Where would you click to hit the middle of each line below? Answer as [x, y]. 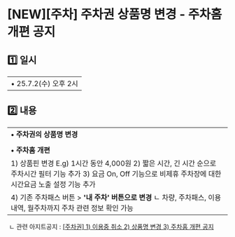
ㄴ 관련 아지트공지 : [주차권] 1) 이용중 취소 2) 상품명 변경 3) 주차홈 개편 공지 [112, 226]
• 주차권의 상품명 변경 [44, 134]
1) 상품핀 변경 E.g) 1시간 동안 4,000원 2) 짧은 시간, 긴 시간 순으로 [114, 163]
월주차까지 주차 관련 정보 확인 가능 [81, 208]
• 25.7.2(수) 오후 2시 [44, 83]
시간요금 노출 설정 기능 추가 [53, 184]
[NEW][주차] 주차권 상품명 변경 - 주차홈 [115, 14]
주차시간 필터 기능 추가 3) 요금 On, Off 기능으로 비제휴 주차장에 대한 [116, 174]
